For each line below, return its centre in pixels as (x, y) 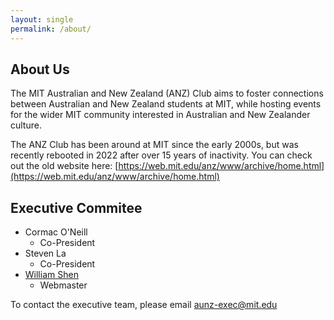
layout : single (42, 19)
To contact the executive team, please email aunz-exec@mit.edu (144, 305)
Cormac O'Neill (56, 232)
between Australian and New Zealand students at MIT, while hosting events (166, 104)
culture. (26, 125)
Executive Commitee (76, 207)
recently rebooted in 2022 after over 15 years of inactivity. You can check (161, 155)
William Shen (51, 275)
